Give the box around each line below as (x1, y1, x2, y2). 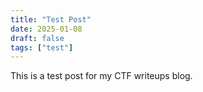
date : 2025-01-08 (10, 24, 83, 34)
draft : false (10, 33, 65, 43)
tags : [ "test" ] (10, 42, 74, 53)
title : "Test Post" (10, 14, 92, 25)
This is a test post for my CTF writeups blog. (10, 70, 193, 82)
